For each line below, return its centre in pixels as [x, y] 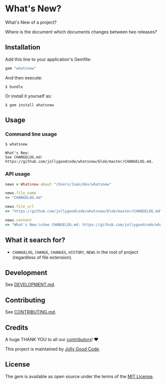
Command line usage [31, 134]
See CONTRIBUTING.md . [31, 312]
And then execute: [24, 77]
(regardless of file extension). [42, 257]
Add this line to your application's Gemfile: [48, 59]
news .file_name [21, 193]
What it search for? [35, 240]
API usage [18, 174]
